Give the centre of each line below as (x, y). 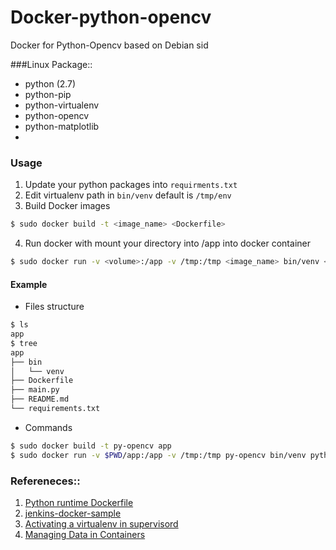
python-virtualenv (62, 105)
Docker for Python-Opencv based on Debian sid (109, 45)
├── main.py (35, 390)
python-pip (48, 94)
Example (29, 284)
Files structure (54, 307)
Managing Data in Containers (85, 534)
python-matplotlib (62, 126)
